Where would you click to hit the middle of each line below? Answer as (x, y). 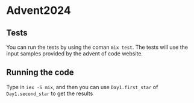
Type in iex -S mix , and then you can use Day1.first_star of (82, 87)
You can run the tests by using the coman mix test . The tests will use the (97, 47)
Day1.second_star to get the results (50, 93)
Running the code (40, 73)
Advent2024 (39, 11)
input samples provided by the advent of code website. (75, 54)
